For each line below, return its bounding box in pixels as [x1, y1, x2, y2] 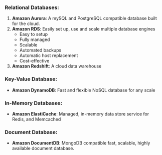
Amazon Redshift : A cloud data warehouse [12, 63, 102, 69]
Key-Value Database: [5, 75, 57, 82]
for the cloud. [12, 20, 40, 26]
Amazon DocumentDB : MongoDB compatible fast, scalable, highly [12, 140, 150, 146]
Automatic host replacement [19, 52, 78, 58]
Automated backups [19, 47, 62, 53]
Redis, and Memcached [12, 116, 61, 122]
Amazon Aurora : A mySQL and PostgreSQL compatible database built [12, 15, 157, 21]
